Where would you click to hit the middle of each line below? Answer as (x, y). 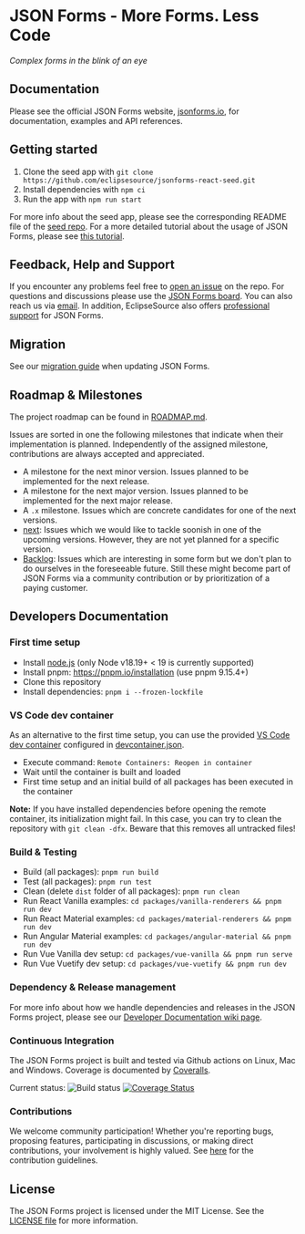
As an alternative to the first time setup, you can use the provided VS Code (150, 734)
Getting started (54, 150)
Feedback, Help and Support (92, 264)
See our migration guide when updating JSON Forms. (110, 367)
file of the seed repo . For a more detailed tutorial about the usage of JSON (149, 226)
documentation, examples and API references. (97, 120)
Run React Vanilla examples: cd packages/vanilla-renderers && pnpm (152, 901)
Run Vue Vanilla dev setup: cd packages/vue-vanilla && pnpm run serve (158, 954)
